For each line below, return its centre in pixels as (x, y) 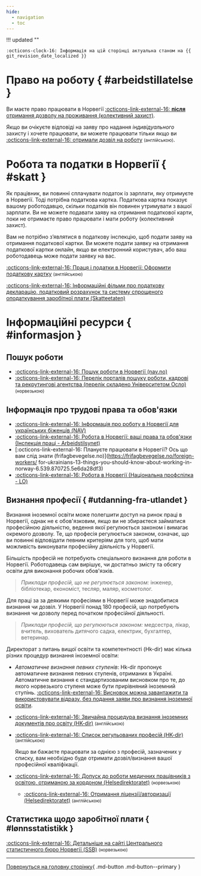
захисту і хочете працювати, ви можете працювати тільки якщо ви (92, 134)
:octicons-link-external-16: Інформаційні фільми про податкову (85, 286)
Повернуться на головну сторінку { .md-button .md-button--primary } (93, 866)
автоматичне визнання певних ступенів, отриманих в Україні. (94, 673)
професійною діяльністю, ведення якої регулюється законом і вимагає (97, 527)
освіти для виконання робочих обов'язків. (60, 570)
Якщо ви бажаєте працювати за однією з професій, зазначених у (98, 751)
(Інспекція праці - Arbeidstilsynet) (57, 443)
